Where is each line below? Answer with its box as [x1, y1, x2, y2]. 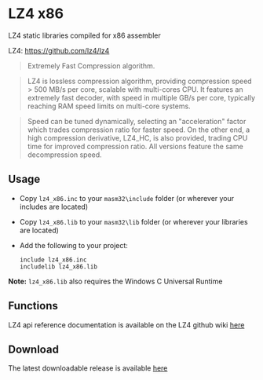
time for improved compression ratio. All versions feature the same [27, 141, 243, 151]
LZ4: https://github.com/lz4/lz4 [8, 46, 110, 55]
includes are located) [19, 202, 89, 211]
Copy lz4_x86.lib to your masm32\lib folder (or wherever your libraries [19, 217, 249, 226]
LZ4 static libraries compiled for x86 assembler [8, 31, 161, 40]
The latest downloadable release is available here [8, 364, 168, 373]
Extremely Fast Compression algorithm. [27, 60, 155, 71]
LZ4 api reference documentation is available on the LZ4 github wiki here [8, 320, 245, 330]
